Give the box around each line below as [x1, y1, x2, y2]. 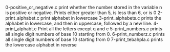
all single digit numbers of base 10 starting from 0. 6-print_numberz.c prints [5, 31, 165, 37]
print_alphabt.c [5, 26, 37, 32]
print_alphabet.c [5, 15, 39, 21]
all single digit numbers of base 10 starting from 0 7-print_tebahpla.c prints [5, 36, 163, 42]
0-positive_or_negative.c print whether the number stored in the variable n [5, 5, 162, 10]
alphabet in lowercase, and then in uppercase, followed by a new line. [5, 20, 153, 26]
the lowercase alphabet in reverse [5, 42, 77, 47]
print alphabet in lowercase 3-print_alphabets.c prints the [40, 15, 161, 21]
